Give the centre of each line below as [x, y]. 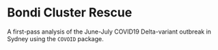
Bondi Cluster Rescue [70, 13]
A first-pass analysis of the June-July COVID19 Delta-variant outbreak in [109, 32]
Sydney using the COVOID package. [55, 38]
